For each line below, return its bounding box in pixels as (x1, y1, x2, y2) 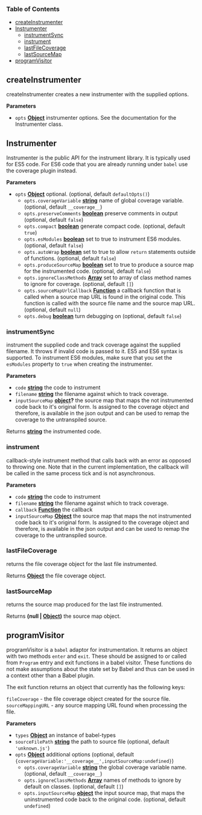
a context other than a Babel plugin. (6, 672, 95, 679)
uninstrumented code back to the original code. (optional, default (24, 796, 186, 803)
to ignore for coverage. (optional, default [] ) (24, 280, 134, 287)
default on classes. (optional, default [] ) (24, 782, 124, 790)
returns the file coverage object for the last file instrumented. (6, 560, 158, 567)
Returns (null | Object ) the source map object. (6, 612, 121, 620)
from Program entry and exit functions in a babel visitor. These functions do (6, 658, 192, 666)
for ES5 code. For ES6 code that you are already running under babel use (6, 160, 188, 167)
